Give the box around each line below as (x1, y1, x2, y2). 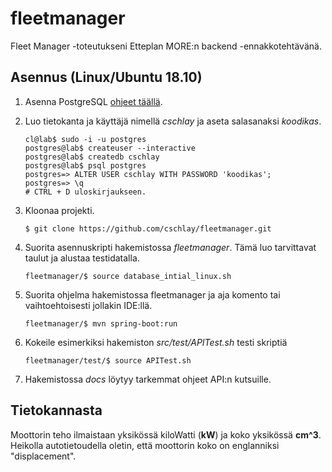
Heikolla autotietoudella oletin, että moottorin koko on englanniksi (10, 439, 280, 451)
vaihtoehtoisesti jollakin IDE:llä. (24, 299, 153, 311)
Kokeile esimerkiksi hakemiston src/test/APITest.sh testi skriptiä (24, 336, 288, 348)
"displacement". (10, 450, 77, 462)
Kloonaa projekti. (24, 204, 95, 216)
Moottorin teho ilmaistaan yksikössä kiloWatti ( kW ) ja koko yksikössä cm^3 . (10, 428, 322, 441)
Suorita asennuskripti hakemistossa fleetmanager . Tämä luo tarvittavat (24, 241, 317, 253)
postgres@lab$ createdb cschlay (24, 152, 160, 162)
